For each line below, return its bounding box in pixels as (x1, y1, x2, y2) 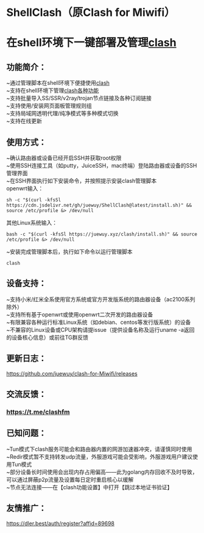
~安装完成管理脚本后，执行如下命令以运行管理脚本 (6, 248, 133, 255)
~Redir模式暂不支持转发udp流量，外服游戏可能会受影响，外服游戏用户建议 (6, 453, 193, 460)
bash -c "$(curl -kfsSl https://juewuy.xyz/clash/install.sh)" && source (6, 231, 198, 237)
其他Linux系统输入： (6, 219, 58, 226)
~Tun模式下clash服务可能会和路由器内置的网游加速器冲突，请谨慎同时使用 (6, 445, 192, 453)
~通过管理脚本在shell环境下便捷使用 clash (6, 79, 110, 87)
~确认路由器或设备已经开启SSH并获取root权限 (6, 154, 122, 162)
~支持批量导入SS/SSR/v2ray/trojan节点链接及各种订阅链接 (6, 95, 152, 102)
